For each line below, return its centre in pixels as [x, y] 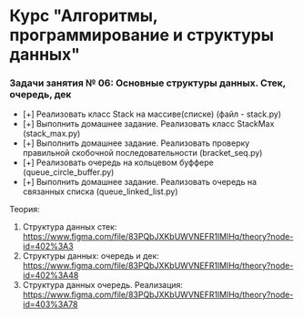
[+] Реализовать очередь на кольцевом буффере [118, 163]
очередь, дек [40, 95]
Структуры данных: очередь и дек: [91, 256]
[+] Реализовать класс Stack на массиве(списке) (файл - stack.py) [152, 114]
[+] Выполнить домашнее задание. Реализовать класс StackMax [148, 124]
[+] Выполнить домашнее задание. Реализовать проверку [136, 143]
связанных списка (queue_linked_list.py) [100, 191]
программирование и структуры [142, 35]
